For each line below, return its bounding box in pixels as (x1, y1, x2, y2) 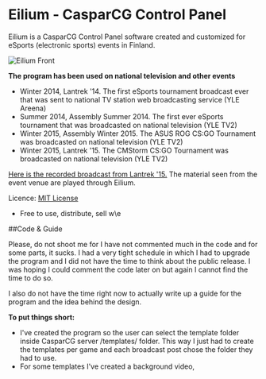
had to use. (19, 353, 57, 362)
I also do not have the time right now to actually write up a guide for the (8, 288, 242, 298)
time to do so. (8, 273, 53, 283)
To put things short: (8, 312, 75, 322)
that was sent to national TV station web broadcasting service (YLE (19, 95, 240, 104)
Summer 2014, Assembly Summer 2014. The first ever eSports (19, 111, 224, 121)
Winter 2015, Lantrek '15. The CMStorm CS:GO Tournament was (19, 145, 229, 155)
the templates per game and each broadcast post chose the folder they (19, 344, 253, 354)
